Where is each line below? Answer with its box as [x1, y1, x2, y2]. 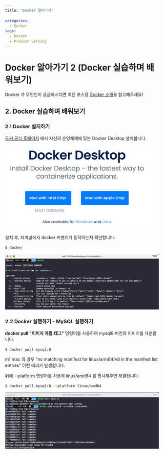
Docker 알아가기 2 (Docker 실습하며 [5, 62, 144, 73]
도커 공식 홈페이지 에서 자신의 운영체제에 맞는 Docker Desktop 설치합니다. [5, 135, 147, 141]
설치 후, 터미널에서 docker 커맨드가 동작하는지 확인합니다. [5, 235, 116, 240]
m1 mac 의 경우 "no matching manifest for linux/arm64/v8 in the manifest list [5, 356, 158, 362]
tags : [5, 28, 16, 34]
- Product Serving [9, 39, 47, 44]
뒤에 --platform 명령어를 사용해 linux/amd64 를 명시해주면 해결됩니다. [5, 373, 140, 379]
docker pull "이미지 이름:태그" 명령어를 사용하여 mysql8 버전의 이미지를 [5, 330, 144, 336]
